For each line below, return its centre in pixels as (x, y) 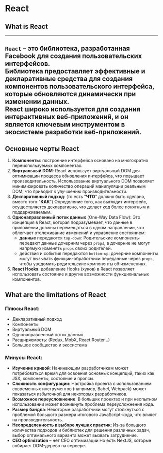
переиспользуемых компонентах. (47, 165)
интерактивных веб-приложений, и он (67, 117)
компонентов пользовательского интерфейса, (80, 86)
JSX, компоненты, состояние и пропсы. (53, 379)
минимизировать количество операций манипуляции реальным (79, 186)
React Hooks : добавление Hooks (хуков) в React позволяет (73, 269)
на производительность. (37, 420)
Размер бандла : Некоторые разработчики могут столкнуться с (78, 410)
